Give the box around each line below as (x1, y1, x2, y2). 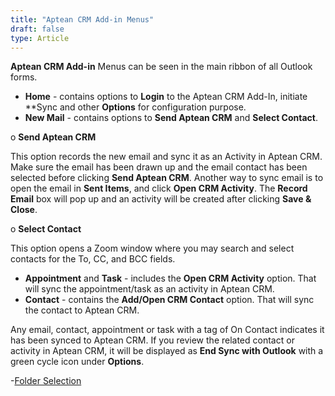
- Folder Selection (10, 375, 82, 387)
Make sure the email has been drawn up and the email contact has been (10, 161, 308, 173)
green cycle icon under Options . (10, 356, 145, 368)
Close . (10, 204, 38, 216)
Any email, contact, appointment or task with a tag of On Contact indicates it (10, 324, 325, 336)
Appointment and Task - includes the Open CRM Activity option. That (24, 272, 317, 285)
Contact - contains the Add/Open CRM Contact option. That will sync (24, 294, 315, 306)
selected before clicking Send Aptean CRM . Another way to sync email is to (10, 172, 324, 184)
